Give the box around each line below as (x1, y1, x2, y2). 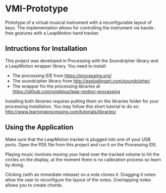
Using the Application (5, 123, 74, 132)
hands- (140, 24, 156, 30)
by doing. (5, 162, 25, 168)
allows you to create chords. (5, 182, 63, 188)
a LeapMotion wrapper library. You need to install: (5, 63, 107, 69)
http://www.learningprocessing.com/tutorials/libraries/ (5, 108, 116, 114)
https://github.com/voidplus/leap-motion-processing (12, 88, 120, 95)
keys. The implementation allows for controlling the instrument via (5, 24, 140, 30)
